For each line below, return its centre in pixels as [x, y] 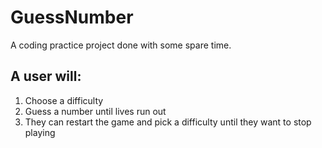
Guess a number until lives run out [95, 111]
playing [40, 132]
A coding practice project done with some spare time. [121, 45]
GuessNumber [72, 17]
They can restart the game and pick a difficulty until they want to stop [168, 122]
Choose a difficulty [64, 100]
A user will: [46, 76]
